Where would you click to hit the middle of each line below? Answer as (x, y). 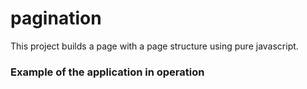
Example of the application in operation (107, 72)
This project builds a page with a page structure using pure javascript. (154, 46)
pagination (56, 18)
